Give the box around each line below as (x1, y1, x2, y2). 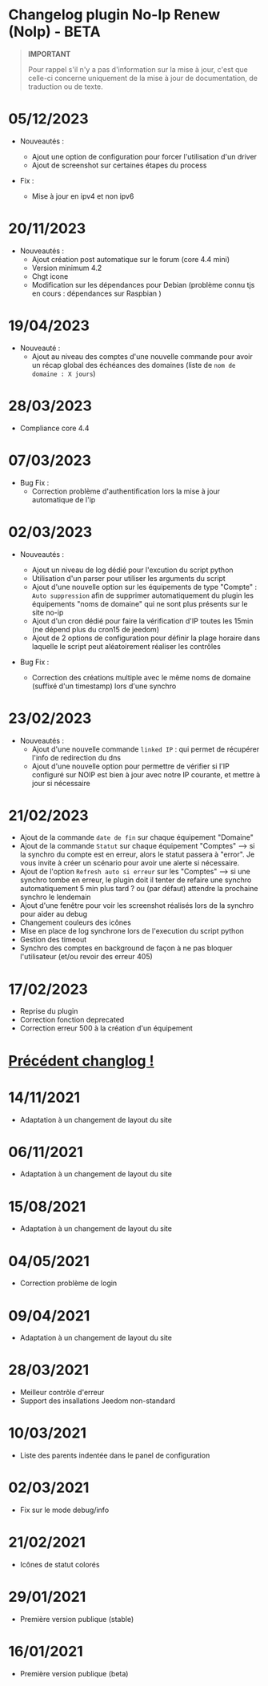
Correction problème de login (19, 1278, 118, 1288)
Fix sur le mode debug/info (19, 1505, 110, 1515)
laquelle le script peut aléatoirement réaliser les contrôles (31, 641, 222, 651)
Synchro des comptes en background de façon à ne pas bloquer (19, 943, 233, 953)
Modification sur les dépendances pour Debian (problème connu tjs (31, 280, 255, 289)
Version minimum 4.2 (31, 263, 102, 272)
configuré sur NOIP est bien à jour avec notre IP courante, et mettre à (31, 769, 261, 779)
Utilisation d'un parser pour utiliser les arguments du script (31, 573, 226, 583)
